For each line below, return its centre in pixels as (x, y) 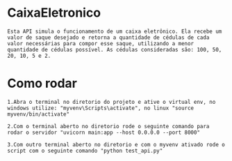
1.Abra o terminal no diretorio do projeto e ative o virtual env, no (111, 102)
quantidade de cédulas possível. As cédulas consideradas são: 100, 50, (115, 49)
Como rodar (42, 83)
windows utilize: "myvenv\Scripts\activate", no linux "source (101, 108)
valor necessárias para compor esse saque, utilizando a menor (101, 43)
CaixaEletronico (54, 13)
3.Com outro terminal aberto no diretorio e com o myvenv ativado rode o (116, 144)
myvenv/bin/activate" (39, 114)
